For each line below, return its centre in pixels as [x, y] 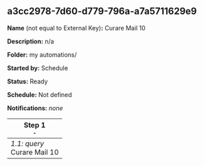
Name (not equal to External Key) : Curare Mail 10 [76, 28]
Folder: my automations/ [42, 54]
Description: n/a [31, 41]
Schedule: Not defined [39, 94]
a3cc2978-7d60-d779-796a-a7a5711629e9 [102, 11]
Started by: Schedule [38, 68]
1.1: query [27, 143]
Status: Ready [27, 81]
